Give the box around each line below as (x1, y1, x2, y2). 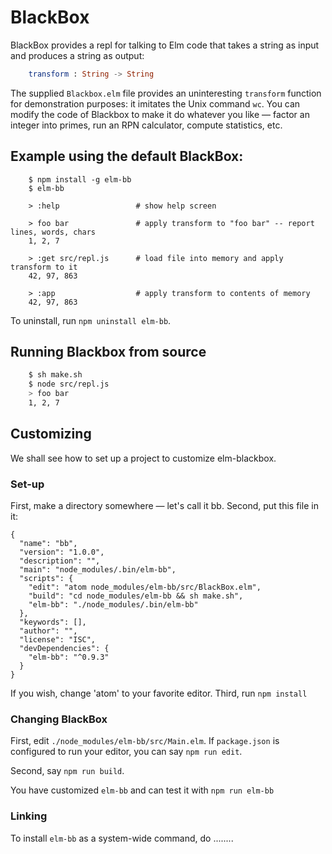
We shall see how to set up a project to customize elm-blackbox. (10, 452, 277, 464)
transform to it (10, 262, 78, 272)
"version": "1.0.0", (19, 547, 105, 558)
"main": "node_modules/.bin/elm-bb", (19, 565, 177, 575)
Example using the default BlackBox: (10, 148, 244, 165)
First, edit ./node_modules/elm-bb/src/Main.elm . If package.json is (10, 735, 280, 747)
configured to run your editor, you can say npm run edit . (10, 746, 243, 758)
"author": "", (19, 626, 78, 636)
